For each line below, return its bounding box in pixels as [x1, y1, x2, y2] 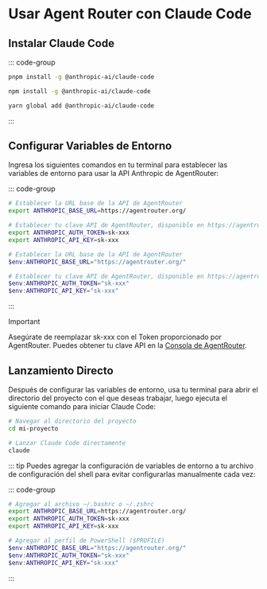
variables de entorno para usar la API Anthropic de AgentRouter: [8, 169, 219, 178]
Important [8, 317, 41, 326]
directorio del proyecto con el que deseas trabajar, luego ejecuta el [8, 393, 228, 403]
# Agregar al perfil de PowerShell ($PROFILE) [8, 536, 165, 544]
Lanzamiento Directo [8, 364, 114, 377]
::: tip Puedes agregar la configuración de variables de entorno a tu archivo [8, 461, 254, 470]
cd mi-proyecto [8, 424, 59, 432]
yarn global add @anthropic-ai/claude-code [8, 101, 155, 110]
